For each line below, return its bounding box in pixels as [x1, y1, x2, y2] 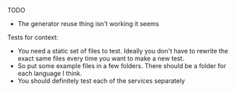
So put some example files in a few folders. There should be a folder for [17, 62, 227, 70]
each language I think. [17, 70, 83, 77]
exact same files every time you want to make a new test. [17, 54, 185, 63]
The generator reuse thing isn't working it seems [17, 20, 159, 27]
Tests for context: [7, 33, 59, 41]
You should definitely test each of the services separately [17, 77, 186, 85]
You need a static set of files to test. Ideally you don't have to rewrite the [17, 47, 229, 55]
